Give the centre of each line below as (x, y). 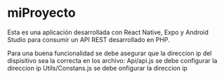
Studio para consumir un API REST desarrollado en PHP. (88, 39)
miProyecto (41, 13)
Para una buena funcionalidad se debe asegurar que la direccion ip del (110, 53)
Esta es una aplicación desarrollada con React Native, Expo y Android (108, 32)
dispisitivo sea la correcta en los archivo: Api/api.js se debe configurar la (112, 60)
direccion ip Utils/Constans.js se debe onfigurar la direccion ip (98, 68)
